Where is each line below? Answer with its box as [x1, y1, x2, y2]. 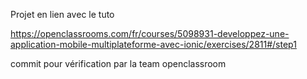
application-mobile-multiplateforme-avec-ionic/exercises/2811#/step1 [10, 39, 297, 50]
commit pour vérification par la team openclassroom [10, 58, 227, 69]
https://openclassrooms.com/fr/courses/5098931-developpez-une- [10, 28, 290, 39]
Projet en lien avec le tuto [10, 9, 115, 20]
